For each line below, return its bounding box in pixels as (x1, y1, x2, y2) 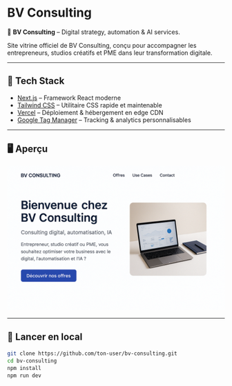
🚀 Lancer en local (7, 331, 83, 342)
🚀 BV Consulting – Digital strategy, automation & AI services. (7, 28, 181, 36)
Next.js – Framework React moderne (17, 94, 122, 102)
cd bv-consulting (7, 357, 57, 365)
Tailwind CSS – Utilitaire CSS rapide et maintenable (17, 100, 162, 109)
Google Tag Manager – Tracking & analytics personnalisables (17, 116, 191, 124)
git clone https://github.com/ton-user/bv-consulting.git (7, 350, 177, 358)
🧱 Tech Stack (7, 75, 65, 87)
